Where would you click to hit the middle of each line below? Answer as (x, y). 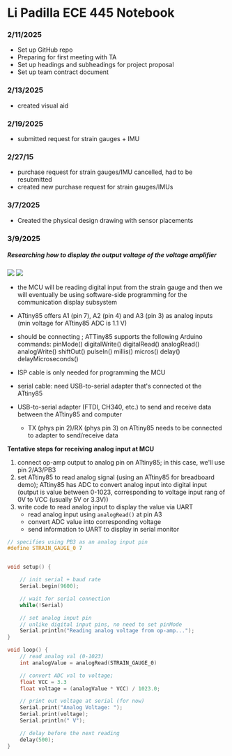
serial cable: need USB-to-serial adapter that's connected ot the (109, 386)
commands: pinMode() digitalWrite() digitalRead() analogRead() (108, 344)
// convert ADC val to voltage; (67, 676)
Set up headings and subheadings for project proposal (95, 65)
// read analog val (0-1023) (62, 657)
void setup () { (29, 567)
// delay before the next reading (70, 733)
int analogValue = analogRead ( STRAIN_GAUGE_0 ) (88, 663)
